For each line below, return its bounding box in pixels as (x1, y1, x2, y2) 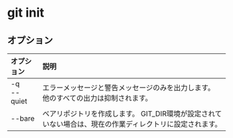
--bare (10, 114, 35, 123)
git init (7, 5, 45, 21)
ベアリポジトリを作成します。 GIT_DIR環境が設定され (42, 109, 216, 119)
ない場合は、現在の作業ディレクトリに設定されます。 (49, 119, 222, 129)
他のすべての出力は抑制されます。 (42, 94, 153, 103)
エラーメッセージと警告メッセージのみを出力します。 (42, 83, 215, 92)
